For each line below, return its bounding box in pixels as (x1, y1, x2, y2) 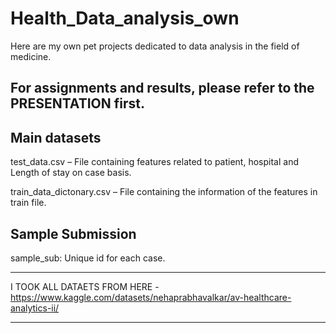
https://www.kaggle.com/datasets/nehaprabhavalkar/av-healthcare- (10, 291, 292, 303)
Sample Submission (10, 225, 137, 242)
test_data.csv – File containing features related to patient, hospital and (10, 156, 299, 168)
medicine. (10, 50, 52, 62)
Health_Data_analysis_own (10, 7, 240, 30)
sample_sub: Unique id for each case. (10, 252, 166, 264)
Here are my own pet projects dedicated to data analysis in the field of (10, 40, 300, 52)
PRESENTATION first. (10, 95, 145, 112)
